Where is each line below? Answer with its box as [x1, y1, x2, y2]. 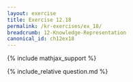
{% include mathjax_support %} [7, 54, 97, 62]
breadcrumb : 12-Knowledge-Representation [7, 29, 127, 36]
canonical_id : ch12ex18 [7, 36, 75, 42]
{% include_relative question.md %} [7, 68, 108, 76]
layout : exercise [7, 10, 57, 17]
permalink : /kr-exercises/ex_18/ [7, 23, 102, 29]
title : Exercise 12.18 [7, 16, 72, 23]
